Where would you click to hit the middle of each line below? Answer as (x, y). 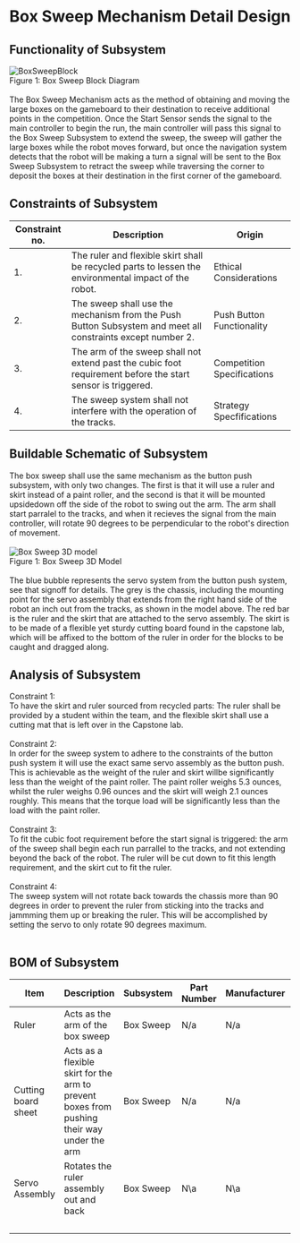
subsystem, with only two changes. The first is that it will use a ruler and (142, 484)
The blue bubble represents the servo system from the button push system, (148, 580)
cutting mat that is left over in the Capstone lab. (96, 725)
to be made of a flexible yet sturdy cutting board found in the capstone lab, (147, 628)
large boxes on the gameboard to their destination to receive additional (140, 109)
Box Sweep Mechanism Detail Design (150, 17)
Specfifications (246, 416)
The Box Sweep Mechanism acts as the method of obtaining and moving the (150, 99)
